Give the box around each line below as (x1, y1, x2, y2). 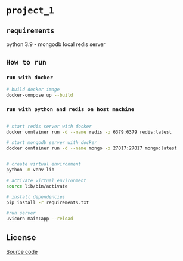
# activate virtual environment (6, 177, 86, 183)
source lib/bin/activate (6, 183, 68, 189)
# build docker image (6, 86, 60, 93)
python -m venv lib (6, 167, 55, 173)
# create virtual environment (6, 161, 82, 167)
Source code (6, 248, 38, 256)
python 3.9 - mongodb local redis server (6, 41, 106, 48)
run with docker (6, 74, 54, 81)
